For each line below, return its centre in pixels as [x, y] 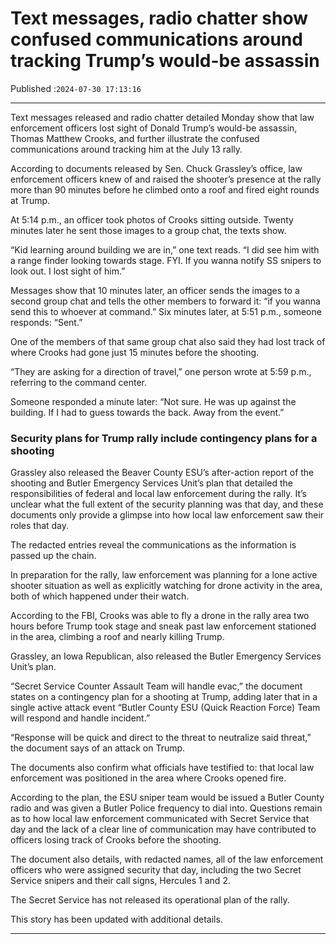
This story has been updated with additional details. [116, 919]
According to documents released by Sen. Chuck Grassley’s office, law [156, 168]
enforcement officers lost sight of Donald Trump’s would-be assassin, [154, 128]
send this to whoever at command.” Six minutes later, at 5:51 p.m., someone [166, 311]
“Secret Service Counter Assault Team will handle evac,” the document [156, 686]
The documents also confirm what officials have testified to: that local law [162, 768]
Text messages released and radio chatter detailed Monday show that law [162, 117]
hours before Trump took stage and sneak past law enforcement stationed [163, 626]
